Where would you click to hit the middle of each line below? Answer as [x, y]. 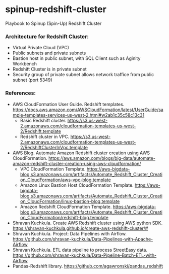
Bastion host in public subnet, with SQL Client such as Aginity [76, 58]
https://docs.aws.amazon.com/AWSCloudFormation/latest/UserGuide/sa [88, 110]
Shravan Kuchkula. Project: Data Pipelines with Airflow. [70, 233]
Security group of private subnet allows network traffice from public [83, 75]
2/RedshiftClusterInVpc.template [54, 147]
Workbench [24, 64]
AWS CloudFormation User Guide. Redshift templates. [68, 104]
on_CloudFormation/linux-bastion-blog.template [70, 201]
